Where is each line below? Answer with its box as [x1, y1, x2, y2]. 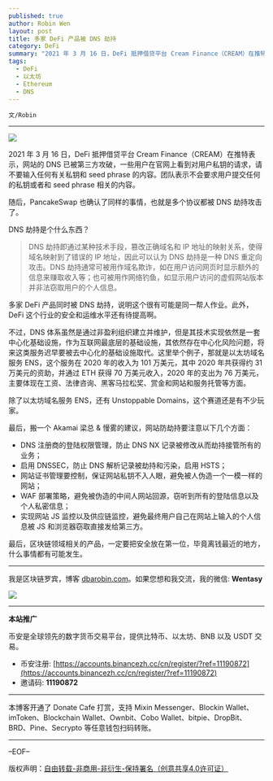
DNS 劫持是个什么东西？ [8, 225, 90, 234]
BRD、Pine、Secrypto [8, 723, 83, 733]
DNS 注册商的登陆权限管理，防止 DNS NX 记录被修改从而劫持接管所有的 [19, 440, 262, 450]
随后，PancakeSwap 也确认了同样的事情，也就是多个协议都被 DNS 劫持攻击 [8, 197, 262, 207]
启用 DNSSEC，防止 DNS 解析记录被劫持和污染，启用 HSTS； [19, 460, 227, 470]
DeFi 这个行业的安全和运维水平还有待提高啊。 [8, 310, 161, 320]
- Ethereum [15, 80, 53, 88]
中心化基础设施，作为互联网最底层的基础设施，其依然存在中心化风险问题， [8, 338, 258, 347]
